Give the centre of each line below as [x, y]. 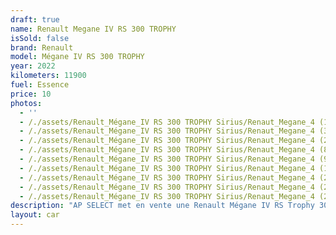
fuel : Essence [40, 85]
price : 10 [31, 94]
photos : [26, 103]
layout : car [35, 215]
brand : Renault [42, 47]
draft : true [35, 19]
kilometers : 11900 [48, 76]
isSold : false [40, 38]
